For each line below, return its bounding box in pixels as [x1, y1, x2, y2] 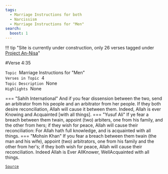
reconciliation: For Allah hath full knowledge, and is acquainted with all [5, 128, 151, 134]
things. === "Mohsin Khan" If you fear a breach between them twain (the [5, 133, 157, 139]
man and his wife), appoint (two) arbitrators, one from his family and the [5, 138, 154, 144]
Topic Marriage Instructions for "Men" [5, 70, 86, 76]
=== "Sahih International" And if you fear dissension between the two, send [5, 95, 162, 101]
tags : [5, 7, 17, 13]
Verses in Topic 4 [5, 75, 45, 81]
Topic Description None [5, 80, 57, 86]
